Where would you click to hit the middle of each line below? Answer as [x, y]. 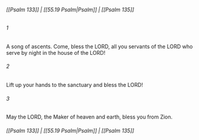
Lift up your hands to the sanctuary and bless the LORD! [75, 85]
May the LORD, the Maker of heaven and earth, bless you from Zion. [89, 117]
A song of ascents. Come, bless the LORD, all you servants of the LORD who [99, 46]
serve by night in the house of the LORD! [56, 52]
